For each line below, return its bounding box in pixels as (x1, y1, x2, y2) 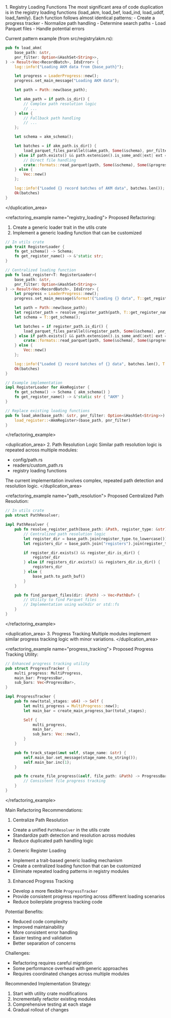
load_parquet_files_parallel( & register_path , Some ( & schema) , (23, 329, 156, 334)
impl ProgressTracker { (5, 694, 56, 699)
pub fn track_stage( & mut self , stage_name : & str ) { (14, 750, 126, 755)
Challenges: (5, 950, 31, 956)
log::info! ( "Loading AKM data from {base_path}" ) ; (14, 64, 124, 69)
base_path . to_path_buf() (32, 574, 85, 579)
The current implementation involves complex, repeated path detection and (5, 477, 163, 484)
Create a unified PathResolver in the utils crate (12, 826, 110, 833)
